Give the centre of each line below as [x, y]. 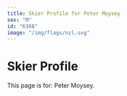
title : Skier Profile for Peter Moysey [64, 13]
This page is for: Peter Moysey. [51, 86]
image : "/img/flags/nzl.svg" [48, 33]
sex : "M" [19, 20]
